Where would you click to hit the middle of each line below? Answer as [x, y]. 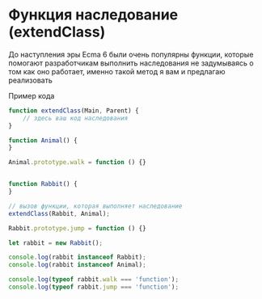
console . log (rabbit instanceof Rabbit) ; [78, 257]
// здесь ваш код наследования [76, 118]
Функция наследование [93, 15]
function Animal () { [43, 140]
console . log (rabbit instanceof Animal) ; [78, 265]
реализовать [30, 80]
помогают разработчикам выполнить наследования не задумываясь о [131, 63]
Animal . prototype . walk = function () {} [78, 162]
